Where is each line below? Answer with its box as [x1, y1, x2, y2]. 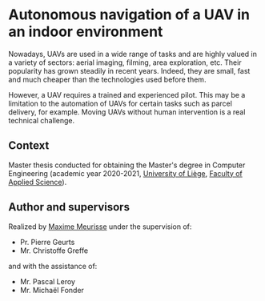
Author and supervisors [8, 200, 130, 214]
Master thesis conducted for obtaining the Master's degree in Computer [8, 160, 246, 170]
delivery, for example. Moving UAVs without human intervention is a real [8, 106, 246, 117]
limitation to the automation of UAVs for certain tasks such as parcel [8, 98, 232, 108]
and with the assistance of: [8, 261, 98, 271]
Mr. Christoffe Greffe [19, 246, 89, 255]
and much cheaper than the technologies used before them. [8, 74, 207, 84]
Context [8, 138, 50, 153]
